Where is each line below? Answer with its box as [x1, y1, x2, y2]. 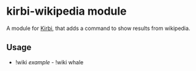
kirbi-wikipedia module [6, 4, 127, 18]
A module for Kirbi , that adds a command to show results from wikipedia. [6, 24, 190, 32]
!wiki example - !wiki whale [15, 58, 84, 65]
